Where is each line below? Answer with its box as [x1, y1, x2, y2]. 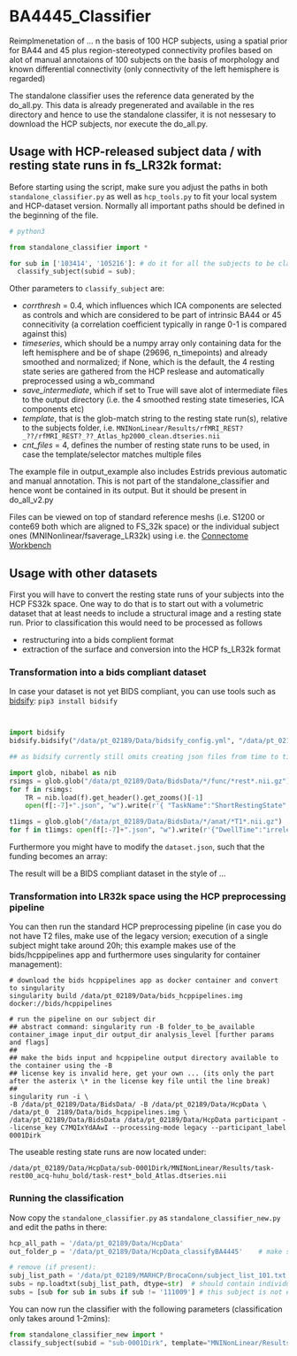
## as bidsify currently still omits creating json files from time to [9, 753, 278, 762]
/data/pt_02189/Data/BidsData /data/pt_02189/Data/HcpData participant [9, 1116, 278, 1125]
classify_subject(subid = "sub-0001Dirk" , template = [9, 1338, 208, 1347]
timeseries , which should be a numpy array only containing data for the [21, 338, 282, 349]
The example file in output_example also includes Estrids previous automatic [9, 467, 287, 477]
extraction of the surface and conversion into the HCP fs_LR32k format [21, 644, 281, 655]
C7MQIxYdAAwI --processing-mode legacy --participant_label [60, 1123, 287, 1133]
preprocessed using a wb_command [21, 376, 155, 386]
